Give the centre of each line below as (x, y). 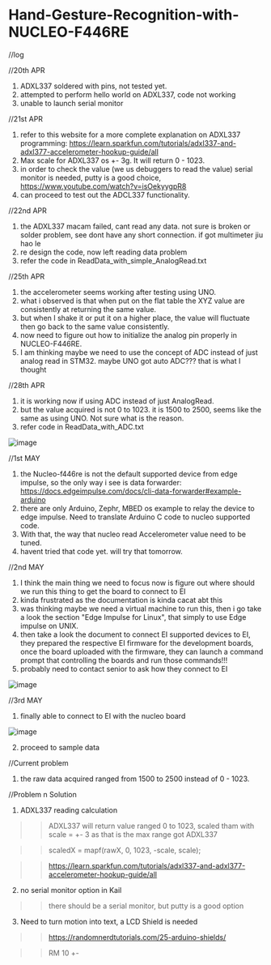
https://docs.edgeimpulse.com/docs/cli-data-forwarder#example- (131, 491)
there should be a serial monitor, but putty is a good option (146, 906)
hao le (30, 243)
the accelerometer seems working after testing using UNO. (118, 292)
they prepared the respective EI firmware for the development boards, (137, 643)
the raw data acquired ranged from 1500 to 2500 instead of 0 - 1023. (135, 779)
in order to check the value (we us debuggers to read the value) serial (136, 169)
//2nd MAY (26, 567)
